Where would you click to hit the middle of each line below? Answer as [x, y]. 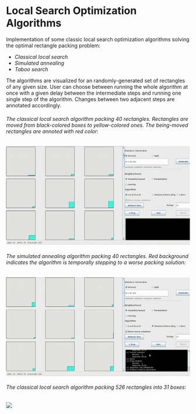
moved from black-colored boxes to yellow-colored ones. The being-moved [97, 125]
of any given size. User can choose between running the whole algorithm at [97, 86]
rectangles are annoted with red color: [52, 131]
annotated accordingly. [34, 105]
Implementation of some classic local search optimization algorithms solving [98, 39]
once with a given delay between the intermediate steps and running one [94, 93]
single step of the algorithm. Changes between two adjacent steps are [90, 99]
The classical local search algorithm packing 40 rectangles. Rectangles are [97, 119]
